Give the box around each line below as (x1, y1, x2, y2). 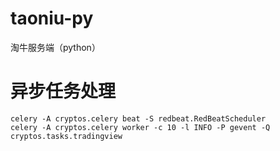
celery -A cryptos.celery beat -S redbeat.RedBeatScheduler (10, 113, 267, 124)
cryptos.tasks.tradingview (10, 131, 123, 141)
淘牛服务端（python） (10, 41, 101, 53)
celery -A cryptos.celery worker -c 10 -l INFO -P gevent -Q (10, 122, 271, 132)
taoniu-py (10, 7, 94, 30)
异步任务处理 (10, 80, 117, 103)
